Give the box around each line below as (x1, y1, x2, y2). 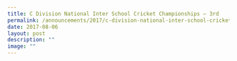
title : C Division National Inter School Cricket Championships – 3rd (7, 10, 219, 18)
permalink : (7, 17, 39, 24)
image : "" (7, 43, 37, 50)
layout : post (7, 29, 46, 37)
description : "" (7, 36, 55, 43)
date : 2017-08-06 (7, 23, 59, 30)
